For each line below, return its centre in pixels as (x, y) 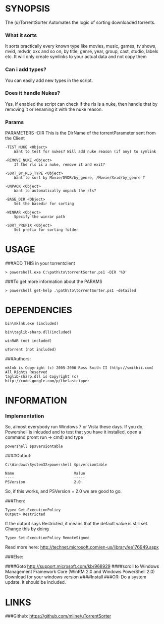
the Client (15, 138)
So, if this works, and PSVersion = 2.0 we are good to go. (64, 491)
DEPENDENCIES (39, 310)
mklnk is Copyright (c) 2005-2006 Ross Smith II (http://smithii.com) (80, 368)
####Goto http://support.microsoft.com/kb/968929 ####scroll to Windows (82, 566)
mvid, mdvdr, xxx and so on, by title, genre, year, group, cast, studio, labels (82, 51)
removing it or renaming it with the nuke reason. (54, 109)
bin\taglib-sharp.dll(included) (38, 332)
